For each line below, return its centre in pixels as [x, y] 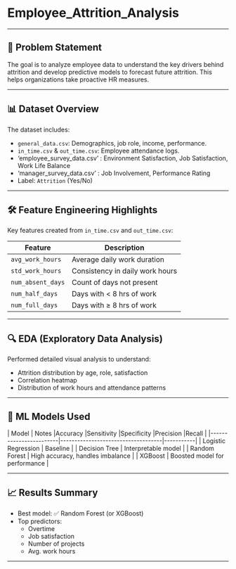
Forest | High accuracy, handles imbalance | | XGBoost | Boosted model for [116, 456]
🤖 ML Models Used [49, 416]
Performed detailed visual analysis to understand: [79, 359]
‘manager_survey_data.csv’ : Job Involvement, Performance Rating [114, 173]
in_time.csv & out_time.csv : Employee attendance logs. [98, 151]
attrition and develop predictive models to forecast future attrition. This [110, 72]
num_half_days [34, 294]
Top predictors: [39, 521]
